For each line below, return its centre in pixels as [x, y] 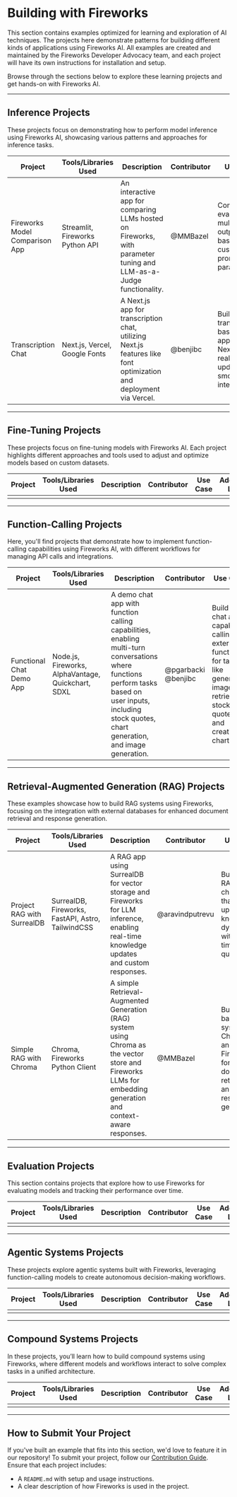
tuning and [138, 262]
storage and [130, 892]
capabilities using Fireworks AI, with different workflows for [114, 549]
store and [126, 1063]
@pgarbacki [185, 670]
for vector [127, 883]
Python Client [74, 1067]
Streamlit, [78, 227]
